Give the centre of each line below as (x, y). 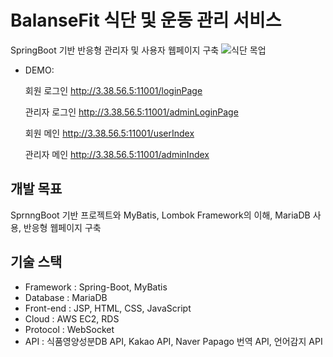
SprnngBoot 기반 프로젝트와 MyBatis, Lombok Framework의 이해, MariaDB (160, 215)
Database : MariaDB (66, 297)
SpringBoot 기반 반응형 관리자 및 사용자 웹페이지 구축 (115, 50)
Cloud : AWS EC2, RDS (72, 318)
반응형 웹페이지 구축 (62, 227)
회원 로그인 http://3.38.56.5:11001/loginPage (113, 90)
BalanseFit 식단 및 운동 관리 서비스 (146, 20)
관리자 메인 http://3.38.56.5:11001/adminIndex (117, 154)
